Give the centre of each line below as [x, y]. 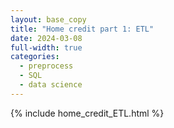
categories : [35, 57]
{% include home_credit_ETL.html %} [87, 113]
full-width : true [46, 47]
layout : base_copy [48, 19]
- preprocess [46, 66]
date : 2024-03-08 [46, 38]
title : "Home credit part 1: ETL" [82, 29]
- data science [51, 85]
